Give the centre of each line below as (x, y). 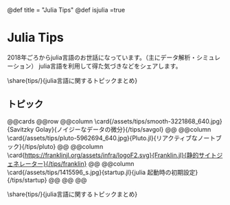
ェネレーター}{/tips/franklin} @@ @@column (71, 163)
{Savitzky (21, 129)
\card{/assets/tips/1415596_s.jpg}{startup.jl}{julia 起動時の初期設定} (103, 172)
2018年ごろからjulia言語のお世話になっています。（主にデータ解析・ (102, 57)
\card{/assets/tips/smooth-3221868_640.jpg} (158, 121)
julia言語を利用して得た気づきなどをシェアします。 (110, 66)
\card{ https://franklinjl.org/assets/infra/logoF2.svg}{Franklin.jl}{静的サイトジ (115, 155)
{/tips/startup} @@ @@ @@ (47, 180)
